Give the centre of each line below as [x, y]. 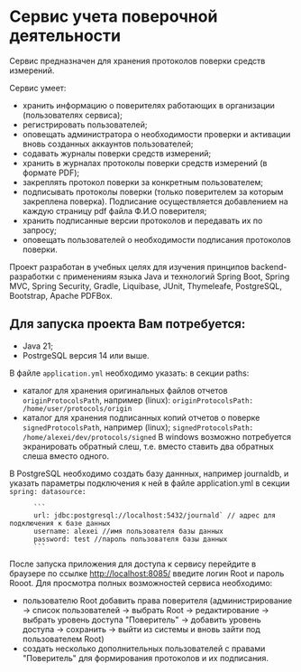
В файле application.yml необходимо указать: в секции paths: [129, 373]
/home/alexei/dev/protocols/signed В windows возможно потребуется [156, 436]
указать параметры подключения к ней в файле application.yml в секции [150, 483]
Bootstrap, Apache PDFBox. [61, 295]
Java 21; [38, 346]
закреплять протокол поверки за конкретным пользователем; [143, 182]
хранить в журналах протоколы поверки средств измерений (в [145, 163]
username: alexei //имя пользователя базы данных [128, 531]
